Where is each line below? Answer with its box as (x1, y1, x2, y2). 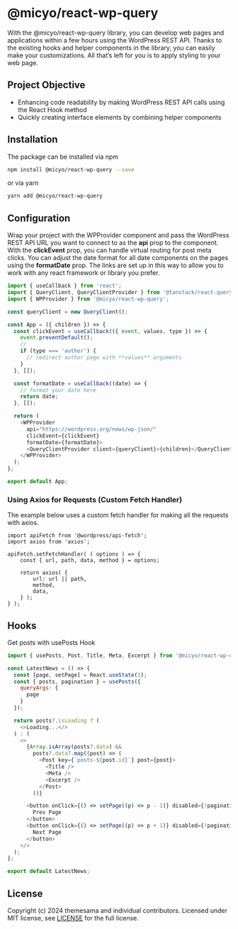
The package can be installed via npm (7, 152, 119, 161)
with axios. (7, 519, 39, 527)
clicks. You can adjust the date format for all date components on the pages (7, 254, 229, 262)
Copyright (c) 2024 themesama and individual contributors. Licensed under (7, 906, 228, 915)
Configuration (7, 212, 71, 224)
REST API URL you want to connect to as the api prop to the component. (7, 239, 219, 247)
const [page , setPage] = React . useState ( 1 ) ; (13, 671, 147, 678)
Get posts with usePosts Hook (7, 638, 96, 646)
